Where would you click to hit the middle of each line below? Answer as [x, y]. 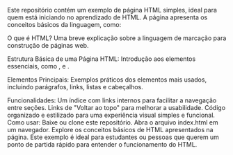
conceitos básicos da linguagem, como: [64, 25]
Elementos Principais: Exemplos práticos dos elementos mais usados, [107, 80]
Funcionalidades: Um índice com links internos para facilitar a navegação [112, 100]
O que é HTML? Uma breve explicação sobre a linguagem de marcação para [117, 38]
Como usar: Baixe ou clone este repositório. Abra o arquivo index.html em [113, 122]
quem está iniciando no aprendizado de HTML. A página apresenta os [107, 17]
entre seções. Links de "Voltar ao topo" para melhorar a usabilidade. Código [116, 108]
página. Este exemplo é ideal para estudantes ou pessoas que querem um [113, 137]
